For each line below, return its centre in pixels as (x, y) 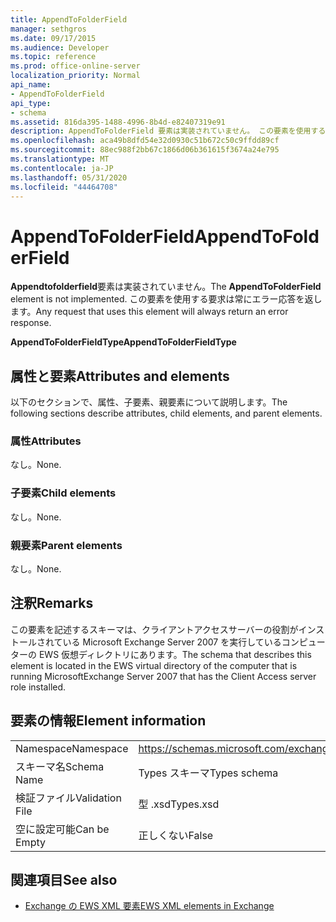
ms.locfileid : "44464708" (64, 187)
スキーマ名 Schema (60, 766)
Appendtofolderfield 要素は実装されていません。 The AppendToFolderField (166, 287)
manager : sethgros (48, 29)
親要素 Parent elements (66, 545)
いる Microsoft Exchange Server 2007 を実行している (172, 642)
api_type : (31, 103)
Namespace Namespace (72, 748)
